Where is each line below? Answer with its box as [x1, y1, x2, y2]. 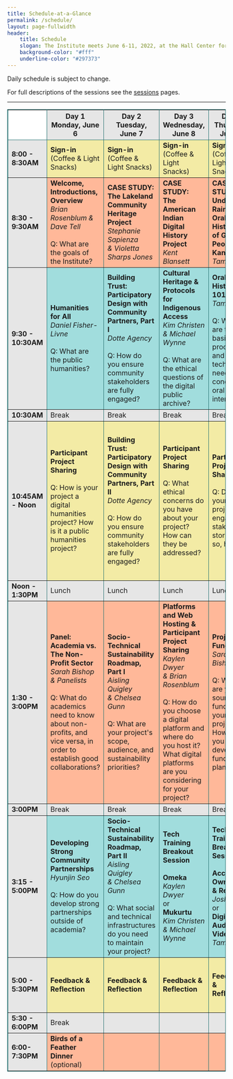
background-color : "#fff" [19, 49, 95, 56]
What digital [162, 749, 202, 759]
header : [7, 29, 30, 37]
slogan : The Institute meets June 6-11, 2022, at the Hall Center [19, 42, 216, 49]
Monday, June [51, 120, 100, 129]
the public [50, 355, 83, 365]
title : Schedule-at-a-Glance [7, 10, 92, 17]
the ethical [162, 363, 198, 373]
